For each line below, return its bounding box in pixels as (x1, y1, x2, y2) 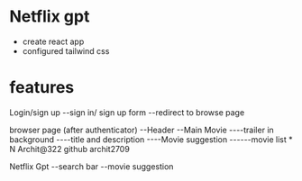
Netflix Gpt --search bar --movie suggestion (9, 160, 174, 172)
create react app (22, 36, 85, 47)
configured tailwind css (22, 45, 110, 56)
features (9, 77, 75, 98)
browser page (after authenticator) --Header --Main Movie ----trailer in (9, 124, 275, 135)
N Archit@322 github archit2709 (9, 143, 131, 154)
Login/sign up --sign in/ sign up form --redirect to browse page (9, 106, 245, 118)
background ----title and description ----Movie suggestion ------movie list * (9, 133, 293, 145)
